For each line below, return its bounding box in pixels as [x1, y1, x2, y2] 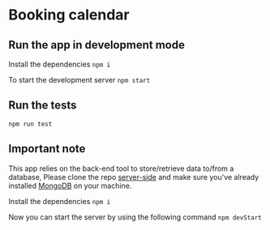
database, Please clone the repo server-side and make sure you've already [8, 172, 259, 181]
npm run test [8, 120, 53, 128]
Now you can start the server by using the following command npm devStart [8, 212, 262, 222]
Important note [8, 142, 86, 155]
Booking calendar [8, 6, 130, 24]
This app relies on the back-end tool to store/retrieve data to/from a [8, 164, 234, 173]
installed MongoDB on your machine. [8, 181, 132, 190]
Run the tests [8, 99, 77, 113]
